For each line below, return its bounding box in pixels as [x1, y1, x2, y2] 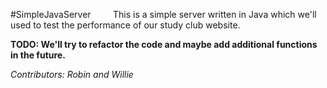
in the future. [10, 49, 66, 61]
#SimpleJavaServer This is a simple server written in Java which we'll [10, 9, 317, 20]
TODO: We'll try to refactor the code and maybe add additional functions [10, 39, 318, 50]
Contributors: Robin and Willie [10, 69, 134, 80]
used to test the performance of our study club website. [10, 19, 241, 31]
